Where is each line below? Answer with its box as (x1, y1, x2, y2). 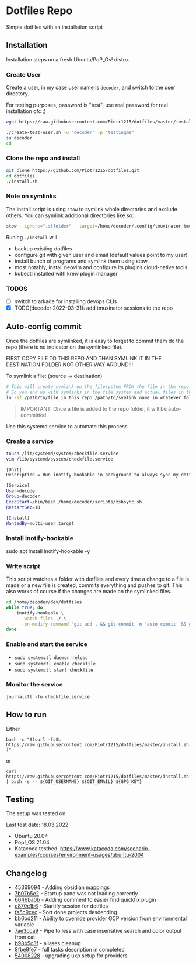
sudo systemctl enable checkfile (14, 661, 96, 667)
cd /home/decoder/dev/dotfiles (6, 599, 82, 605)
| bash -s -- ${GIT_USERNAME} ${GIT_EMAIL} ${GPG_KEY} (6, 778, 142, 785)
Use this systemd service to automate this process (6, 423, 128, 430)
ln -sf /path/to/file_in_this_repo (6, 394, 93, 400)
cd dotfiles (6, 173, 35, 179)
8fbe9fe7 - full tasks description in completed (14, 946, 125, 953)
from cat (14, 933, 36, 940)
